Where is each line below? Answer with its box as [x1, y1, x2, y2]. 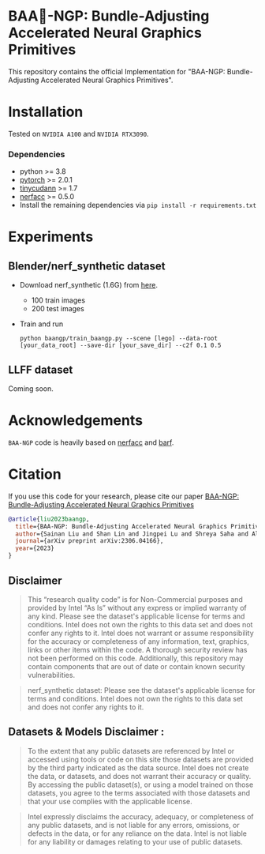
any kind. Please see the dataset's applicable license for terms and [27, 611, 245, 621]
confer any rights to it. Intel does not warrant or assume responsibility [27, 628, 254, 638]
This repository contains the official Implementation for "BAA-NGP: [8, 66, 226, 76]
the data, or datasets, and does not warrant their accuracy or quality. [27, 771, 252, 781]
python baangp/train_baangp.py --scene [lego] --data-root [19, 335, 218, 343]
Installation [8, 103, 84, 121]
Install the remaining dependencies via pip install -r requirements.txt [19, 201, 257, 210]
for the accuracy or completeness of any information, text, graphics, [27, 636, 250, 646]
